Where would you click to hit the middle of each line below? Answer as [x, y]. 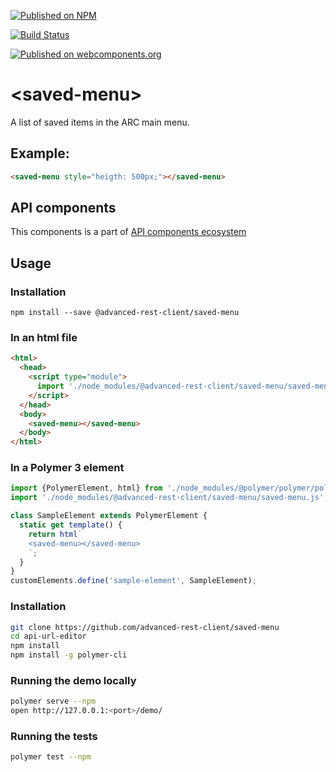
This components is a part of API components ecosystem [128, 232]
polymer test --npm [51, 757]
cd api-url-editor [48, 636]
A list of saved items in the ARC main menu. [100, 122]
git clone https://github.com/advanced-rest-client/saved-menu [145, 627]
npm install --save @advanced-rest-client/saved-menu [125, 313]
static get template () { [71, 525]
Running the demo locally [73, 680]
